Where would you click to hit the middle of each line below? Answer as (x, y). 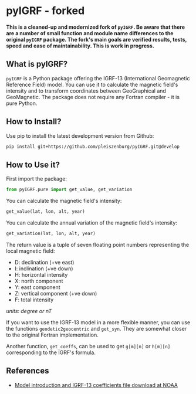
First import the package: (37, 179)
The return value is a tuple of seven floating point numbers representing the (98, 244)
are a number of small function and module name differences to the (90, 33)
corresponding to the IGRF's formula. (51, 352)
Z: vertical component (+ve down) (56, 293)
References (28, 371)
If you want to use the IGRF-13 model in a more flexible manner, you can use (98, 322)
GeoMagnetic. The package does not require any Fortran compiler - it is (93, 97)
